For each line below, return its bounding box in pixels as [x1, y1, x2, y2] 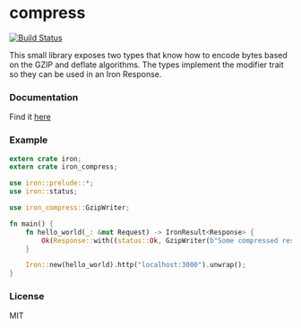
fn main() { [9, 219, 54, 229]
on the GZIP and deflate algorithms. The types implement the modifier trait [9, 59, 284, 70]
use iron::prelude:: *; [9, 178, 94, 188]
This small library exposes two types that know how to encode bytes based [9, 49, 288, 60]
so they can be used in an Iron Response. [9, 68, 162, 79]
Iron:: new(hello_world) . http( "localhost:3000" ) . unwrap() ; [25, 261, 246, 270]
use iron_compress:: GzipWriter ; [9, 203, 130, 212]
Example [9, 134, 48, 146]
